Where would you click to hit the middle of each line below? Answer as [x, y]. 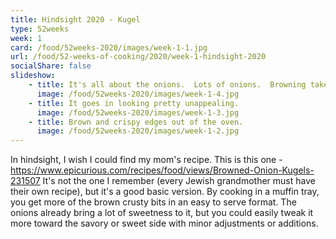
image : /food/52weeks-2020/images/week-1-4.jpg [138, 94]
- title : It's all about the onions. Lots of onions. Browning [167, 85]
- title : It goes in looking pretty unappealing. [134, 103]
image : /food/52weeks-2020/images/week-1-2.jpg [138, 131]
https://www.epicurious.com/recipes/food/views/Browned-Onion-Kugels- [162, 170]
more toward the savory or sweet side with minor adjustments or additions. [164, 223]
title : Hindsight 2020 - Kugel [75, 19]
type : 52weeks [40, 29]
